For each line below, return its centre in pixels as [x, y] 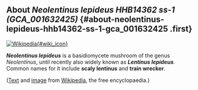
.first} [181, 29]
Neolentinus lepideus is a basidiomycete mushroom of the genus [88, 55]
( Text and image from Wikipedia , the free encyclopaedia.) [78, 80]
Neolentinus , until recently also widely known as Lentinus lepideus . [91, 62]
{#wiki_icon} [52, 43]
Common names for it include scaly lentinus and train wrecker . [86, 68]
